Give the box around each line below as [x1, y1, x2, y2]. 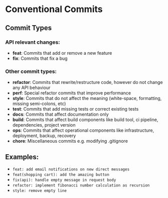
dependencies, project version [12, 122, 76, 128]
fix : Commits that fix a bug [12, 55, 68, 61]
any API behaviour [12, 84, 51, 91]
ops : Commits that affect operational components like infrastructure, [12, 127, 154, 134]
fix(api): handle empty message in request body [12, 177, 116, 182]
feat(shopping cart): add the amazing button [12, 172, 109, 177]
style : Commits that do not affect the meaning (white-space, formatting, [12, 95, 162, 102]
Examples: [5, 152, 39, 161]
